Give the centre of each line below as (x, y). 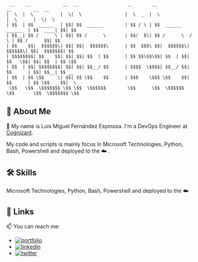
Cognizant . (20, 132)
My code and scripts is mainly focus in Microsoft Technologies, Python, (95, 144)
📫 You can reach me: (33, 227)
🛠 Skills (22, 173)
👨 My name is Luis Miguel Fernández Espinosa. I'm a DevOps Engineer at (97, 126)
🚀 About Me (29, 111)
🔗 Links (20, 212)
